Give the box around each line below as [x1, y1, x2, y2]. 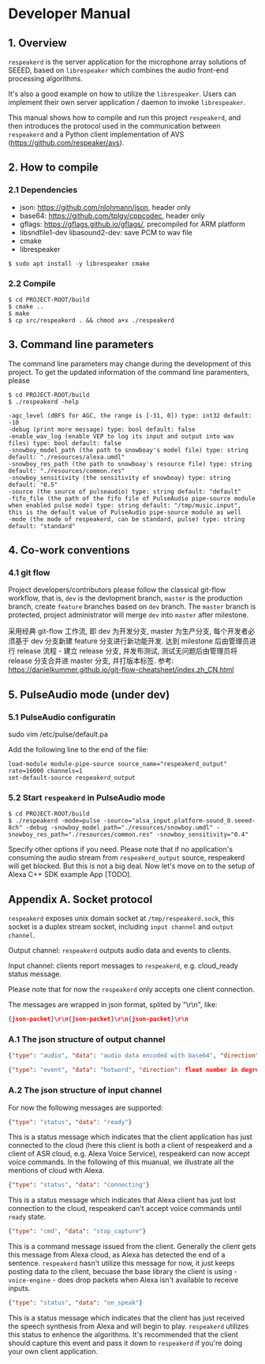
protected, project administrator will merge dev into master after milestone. [8, 610, 249, 620]
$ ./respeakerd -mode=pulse [8, 817, 101, 825]
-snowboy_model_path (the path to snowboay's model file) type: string [8, 446, 248, 454]
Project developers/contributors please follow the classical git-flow [8, 585, 226, 594]
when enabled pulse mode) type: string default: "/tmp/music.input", [8, 501, 242, 509]
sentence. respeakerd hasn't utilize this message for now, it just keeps [8, 1258, 235, 1268]
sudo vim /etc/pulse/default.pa [8, 729, 109, 739]
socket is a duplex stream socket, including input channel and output [8, 922, 234, 931]
